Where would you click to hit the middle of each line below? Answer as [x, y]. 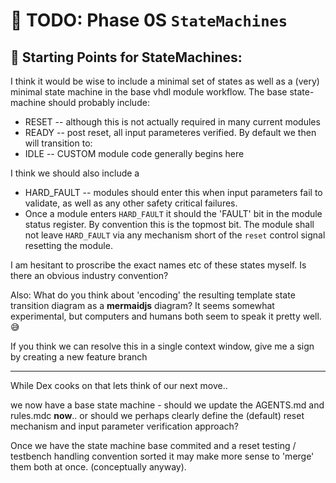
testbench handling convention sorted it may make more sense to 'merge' [162, 456]
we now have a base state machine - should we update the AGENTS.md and [167, 405]
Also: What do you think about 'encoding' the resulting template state [153, 295]
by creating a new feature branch [79, 357]
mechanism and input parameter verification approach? [124, 426]
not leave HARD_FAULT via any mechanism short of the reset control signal [175, 235]
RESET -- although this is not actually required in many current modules [172, 122]
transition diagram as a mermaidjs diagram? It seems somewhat [142, 305]
